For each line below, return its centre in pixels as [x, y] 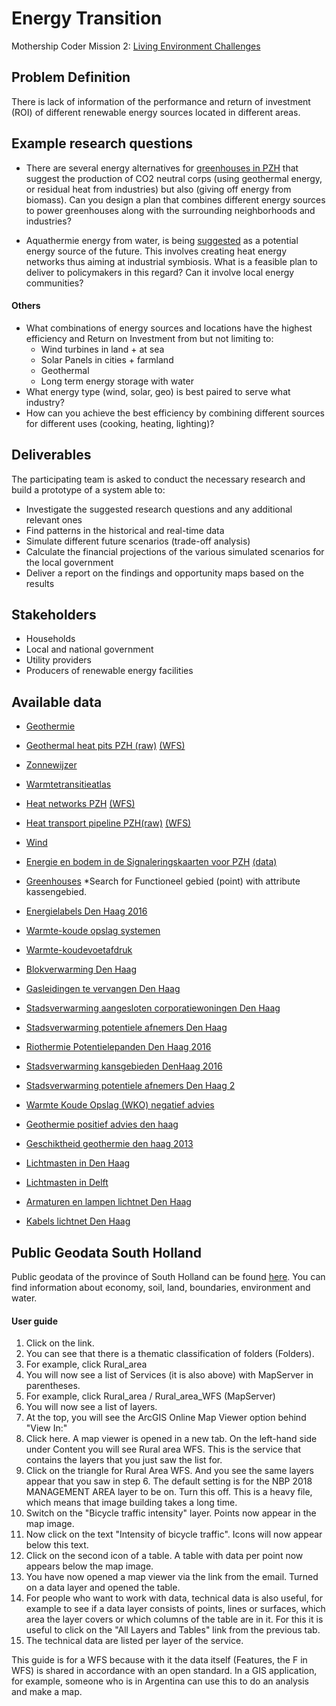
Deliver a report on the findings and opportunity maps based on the [164, 573]
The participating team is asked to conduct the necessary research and [158, 479]
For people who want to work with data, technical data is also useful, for [174, 1598]
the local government [69, 562]
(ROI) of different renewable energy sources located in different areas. [156, 112]
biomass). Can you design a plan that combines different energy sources [175, 199]
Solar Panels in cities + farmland [107, 359]
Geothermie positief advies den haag [102, 1124]
